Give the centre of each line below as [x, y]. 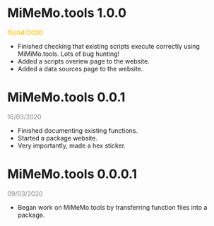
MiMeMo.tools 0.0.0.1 [72, 174]
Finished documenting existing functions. [77, 130]
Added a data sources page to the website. [80, 69]
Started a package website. [57, 138]
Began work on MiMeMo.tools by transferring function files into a [112, 207]
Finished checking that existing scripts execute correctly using [108, 46]
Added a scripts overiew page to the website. [83, 61]
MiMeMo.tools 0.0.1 [66, 97]
